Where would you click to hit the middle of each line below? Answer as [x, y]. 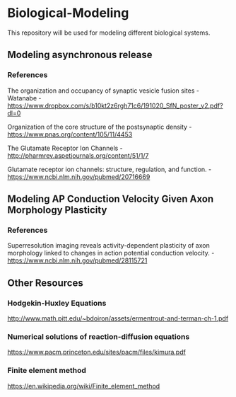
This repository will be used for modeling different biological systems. [109, 33]
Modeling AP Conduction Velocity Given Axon [111, 199]
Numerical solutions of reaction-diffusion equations [99, 336]
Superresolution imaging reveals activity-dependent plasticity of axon [108, 246]
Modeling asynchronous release [80, 55]
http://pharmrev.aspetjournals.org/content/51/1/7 [78, 155]
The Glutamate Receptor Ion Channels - [65, 148]
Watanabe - [24, 98]
